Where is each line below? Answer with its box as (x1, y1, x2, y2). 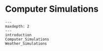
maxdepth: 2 (5, 24, 29, 29)
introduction (5, 32, 32, 37)
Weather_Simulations (5, 41, 48, 46)
